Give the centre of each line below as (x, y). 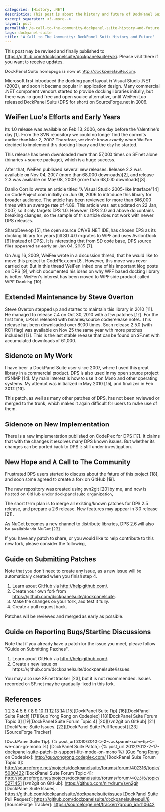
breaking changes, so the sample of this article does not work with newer (79, 215)
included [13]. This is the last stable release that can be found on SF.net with (82, 335)
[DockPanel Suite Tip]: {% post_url (40, 741)
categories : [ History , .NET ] (35, 10)
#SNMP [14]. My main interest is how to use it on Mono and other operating (82, 378)
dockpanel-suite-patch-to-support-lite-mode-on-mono (61, 752)
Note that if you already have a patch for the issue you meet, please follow (80, 643)
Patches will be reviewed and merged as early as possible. (64, 616)
